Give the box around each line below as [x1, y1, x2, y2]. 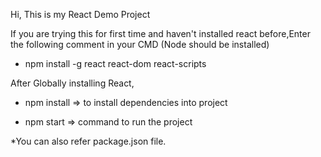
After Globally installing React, [10, 77, 135, 89]
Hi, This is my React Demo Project [10, 9, 151, 20]
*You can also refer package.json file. [10, 135, 167, 147]
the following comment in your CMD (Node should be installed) [10, 39, 270, 50]
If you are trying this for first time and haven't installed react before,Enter [10, 28, 311, 39]
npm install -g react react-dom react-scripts [24, 58, 207, 69]
